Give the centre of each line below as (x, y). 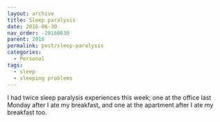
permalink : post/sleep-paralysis (56, 46)
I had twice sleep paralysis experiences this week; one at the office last (109, 98)
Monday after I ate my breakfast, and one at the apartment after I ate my (110, 105)
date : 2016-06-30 (32, 26)
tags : (15, 65)
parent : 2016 (26, 40)
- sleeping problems (43, 78)
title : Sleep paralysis (42, 20)
